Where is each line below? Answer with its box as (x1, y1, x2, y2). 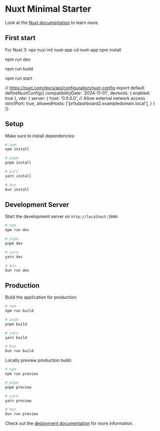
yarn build (5, 335, 27, 340)
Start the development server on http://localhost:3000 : (5, 214, 119, 219)
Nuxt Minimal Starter (5, 3, 92, 15)
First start (5, 34, 36, 42)
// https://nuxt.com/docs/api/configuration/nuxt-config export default (5, 85, 145, 91)
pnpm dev (5, 241, 23, 246)
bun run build (5, 349, 34, 354)
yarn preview (5, 398, 32, 403)
